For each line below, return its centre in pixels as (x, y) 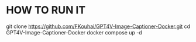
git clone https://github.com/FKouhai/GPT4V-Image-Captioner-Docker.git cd (98, 26)
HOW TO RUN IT (46, 10)
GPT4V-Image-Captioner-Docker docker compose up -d (74, 32)
